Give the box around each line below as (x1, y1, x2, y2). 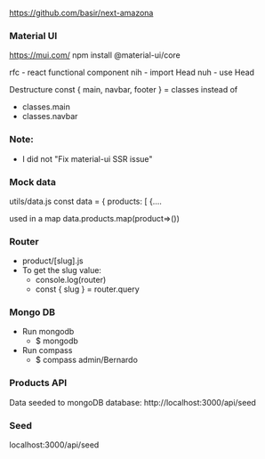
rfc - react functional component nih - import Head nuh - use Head (9, 67, 255, 78)
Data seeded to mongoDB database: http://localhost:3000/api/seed (9, 397, 256, 407)
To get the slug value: (21, 265, 102, 276)
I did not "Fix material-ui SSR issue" (21, 153, 153, 164)
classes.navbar (21, 111, 78, 122)
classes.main (21, 101, 71, 112)
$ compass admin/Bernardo (35, 355, 138, 366)
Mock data (9, 175, 56, 188)
